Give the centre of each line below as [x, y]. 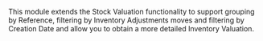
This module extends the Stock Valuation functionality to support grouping [131, 12]
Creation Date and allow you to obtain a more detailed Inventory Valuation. [131, 29]
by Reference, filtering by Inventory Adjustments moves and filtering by [127, 20]
